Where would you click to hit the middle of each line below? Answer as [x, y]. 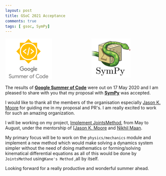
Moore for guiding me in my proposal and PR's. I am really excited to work [81, 108]
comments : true [21, 21]
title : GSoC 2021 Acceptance [35, 16]
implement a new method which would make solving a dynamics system [79, 143]
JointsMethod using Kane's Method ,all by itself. [52, 159]
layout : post [19, 10]
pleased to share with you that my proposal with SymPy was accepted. [78, 93]
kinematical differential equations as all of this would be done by [71, 154]
